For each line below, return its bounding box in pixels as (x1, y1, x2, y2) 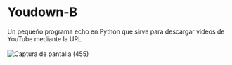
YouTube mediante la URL (7, 34, 82, 43)
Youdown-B (7, 4, 78, 20)
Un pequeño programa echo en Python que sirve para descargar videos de (7, 27, 225, 36)
